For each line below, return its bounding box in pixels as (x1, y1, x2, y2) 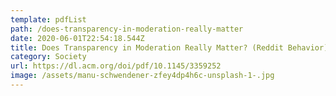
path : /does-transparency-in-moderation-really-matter (10, 24, 244, 34)
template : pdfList (10, 14, 87, 25)
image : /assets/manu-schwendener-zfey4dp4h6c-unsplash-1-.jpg (10, 71, 275, 81)
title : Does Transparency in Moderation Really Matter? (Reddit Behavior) (10, 42, 329, 53)
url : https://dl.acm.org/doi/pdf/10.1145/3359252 (10, 61, 222, 71)
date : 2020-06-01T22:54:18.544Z (10, 33, 145, 43)
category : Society (10, 52, 87, 62)
